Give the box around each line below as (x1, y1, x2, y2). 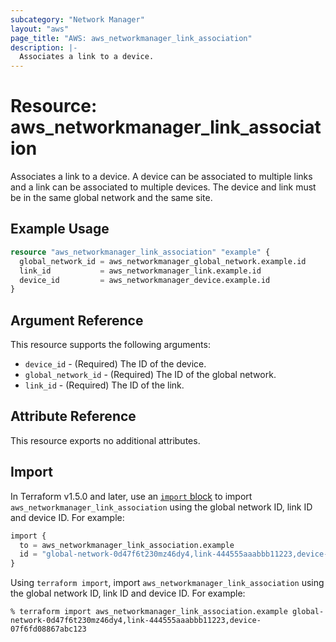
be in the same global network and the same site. (10, 192, 213, 204)
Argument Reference (10, 312, 144, 329)
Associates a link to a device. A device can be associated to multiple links (10, 171, 313, 183)
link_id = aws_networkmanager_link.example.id (19, 266, 262, 276)
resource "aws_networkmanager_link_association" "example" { (10, 247, 271, 257)
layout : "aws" (10, 24, 70, 34)
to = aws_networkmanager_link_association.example (19, 540, 235, 550)
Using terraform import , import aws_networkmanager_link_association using (10, 577, 325, 589)
